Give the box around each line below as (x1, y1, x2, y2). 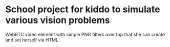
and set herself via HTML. (5, 37, 60, 43)
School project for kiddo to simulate (5, 4, 160, 15)
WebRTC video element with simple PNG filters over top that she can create (5, 31, 165, 37)
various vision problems (5, 14, 110, 26)
